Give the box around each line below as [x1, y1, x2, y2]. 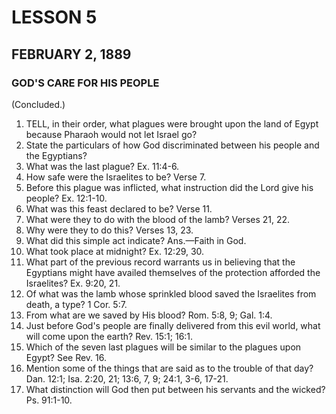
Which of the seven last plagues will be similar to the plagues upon [25, 341, 302, 353]
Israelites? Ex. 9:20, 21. [25, 277, 121, 289]
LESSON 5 [11, 6, 98, 29]
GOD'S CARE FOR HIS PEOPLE [11, 76, 160, 90]
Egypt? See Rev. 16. [25, 351, 108, 363]
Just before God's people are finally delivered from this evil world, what [25, 319, 321, 331]
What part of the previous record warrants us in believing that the [25, 256, 296, 268]
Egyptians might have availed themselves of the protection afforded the [25, 266, 321, 278]
